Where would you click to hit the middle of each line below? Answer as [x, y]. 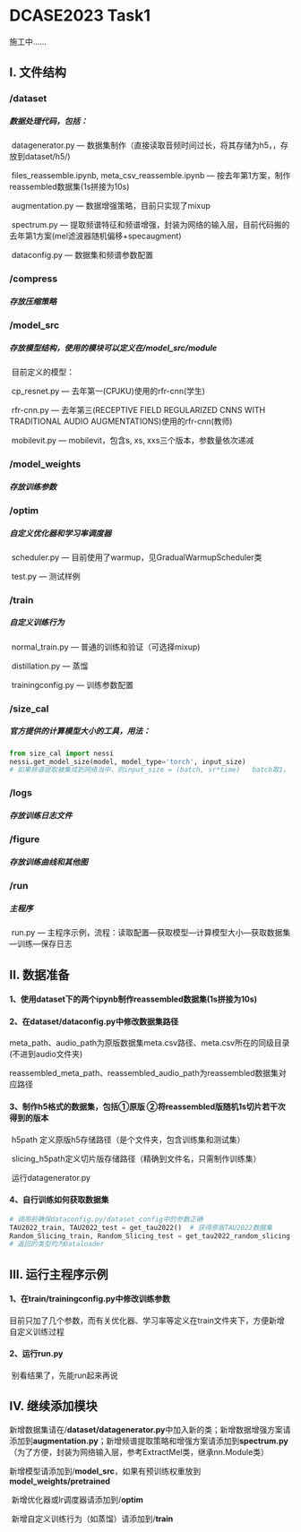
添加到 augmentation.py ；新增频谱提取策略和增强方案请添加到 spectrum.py [149, 1441]
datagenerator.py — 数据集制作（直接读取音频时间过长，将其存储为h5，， [146, 145]
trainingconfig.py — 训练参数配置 [73, 684]
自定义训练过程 [37, 1331]
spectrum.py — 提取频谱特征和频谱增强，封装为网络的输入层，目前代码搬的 [150, 225]
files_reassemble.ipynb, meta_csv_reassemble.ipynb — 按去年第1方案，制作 [151, 176]
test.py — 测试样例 [46, 576]
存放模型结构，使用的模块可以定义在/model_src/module [113, 348]
